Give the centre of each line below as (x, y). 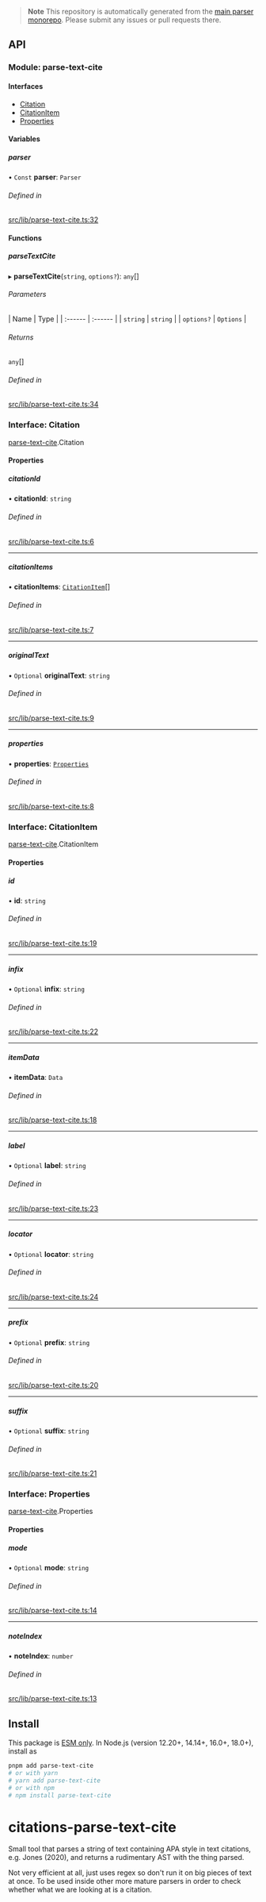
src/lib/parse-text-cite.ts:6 (51, 541)
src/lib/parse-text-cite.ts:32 (53, 220)
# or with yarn (33, 1773)
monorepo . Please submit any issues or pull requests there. (124, 20)
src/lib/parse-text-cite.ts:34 (53, 405)
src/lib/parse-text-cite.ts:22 (53, 1032)
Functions (25, 238)
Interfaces (26, 86)
